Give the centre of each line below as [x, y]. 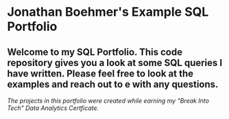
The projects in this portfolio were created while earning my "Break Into [108, 101]
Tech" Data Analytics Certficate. [53, 108]
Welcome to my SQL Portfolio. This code [95, 52]
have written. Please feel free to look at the [100, 73]
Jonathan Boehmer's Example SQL [108, 12]
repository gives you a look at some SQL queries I [115, 63]
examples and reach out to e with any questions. [113, 84]
